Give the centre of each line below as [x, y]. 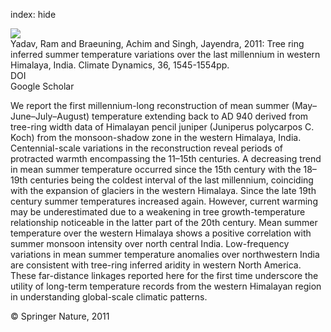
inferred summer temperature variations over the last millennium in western [165, 54]
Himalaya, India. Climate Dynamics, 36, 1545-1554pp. [120, 65]
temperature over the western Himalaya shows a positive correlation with [161, 233]
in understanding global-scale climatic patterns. [109, 297]
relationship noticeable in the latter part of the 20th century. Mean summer [164, 222]
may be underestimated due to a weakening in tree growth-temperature [158, 212]
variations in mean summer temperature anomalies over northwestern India [165, 254]
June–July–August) [50, 116]
